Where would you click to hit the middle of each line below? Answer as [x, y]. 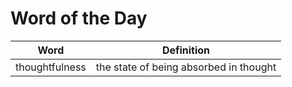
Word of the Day [79, 18]
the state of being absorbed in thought [186, 67]
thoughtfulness [51, 67]
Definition [186, 50]
